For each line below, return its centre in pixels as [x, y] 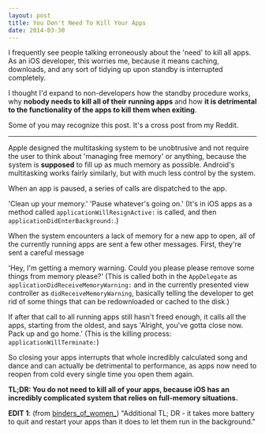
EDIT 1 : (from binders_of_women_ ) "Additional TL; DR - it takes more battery [131, 413]
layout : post [30, 15]
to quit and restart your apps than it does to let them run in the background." [132, 422]
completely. [27, 78]
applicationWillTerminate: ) [54, 342]
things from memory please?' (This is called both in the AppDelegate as [123, 277]
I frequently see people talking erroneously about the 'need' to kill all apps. [130, 53]
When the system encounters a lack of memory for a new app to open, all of [132, 236]
